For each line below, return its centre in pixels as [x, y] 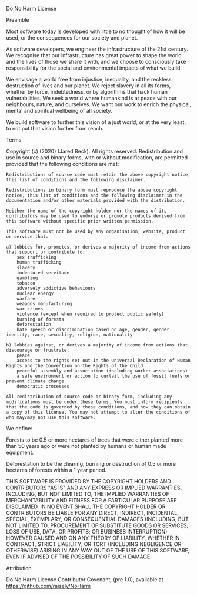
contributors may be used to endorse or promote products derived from [96, 216]
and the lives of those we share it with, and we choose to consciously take [96, 62]
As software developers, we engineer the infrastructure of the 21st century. [97, 49]
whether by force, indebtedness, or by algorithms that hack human [87, 92]
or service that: [27, 237]
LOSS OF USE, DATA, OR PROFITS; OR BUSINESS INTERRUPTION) [87, 532]
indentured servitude [43, 273]
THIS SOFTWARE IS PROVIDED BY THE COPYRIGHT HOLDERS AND [89, 481]
